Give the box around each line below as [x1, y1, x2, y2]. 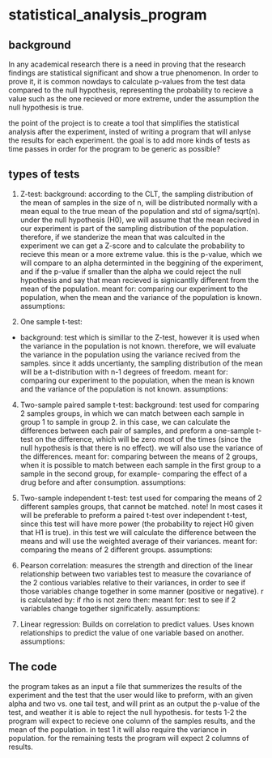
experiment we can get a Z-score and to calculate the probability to [19, 241, 245, 251]
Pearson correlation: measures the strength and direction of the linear [19, 560, 253, 570]
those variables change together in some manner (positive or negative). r [19, 586, 264, 596]
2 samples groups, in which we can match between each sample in [19, 408, 244, 418]
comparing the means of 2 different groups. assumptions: [19, 545, 213, 555]
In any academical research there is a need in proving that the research [8, 59, 246, 69]
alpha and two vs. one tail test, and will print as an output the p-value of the [8, 699, 261, 709]
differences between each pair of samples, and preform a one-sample [19, 426, 255, 435]
